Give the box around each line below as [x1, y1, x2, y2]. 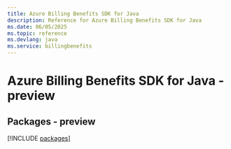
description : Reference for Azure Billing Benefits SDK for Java [7, 17, 202, 24]
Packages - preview [7, 115, 96, 127]
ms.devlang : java [7, 36, 58, 43]
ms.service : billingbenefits [7, 43, 92, 50]
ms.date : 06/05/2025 [7, 23, 68, 30]
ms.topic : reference [7, 29, 68, 37]
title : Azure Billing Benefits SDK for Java [7, 10, 139, 17]
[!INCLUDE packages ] [7, 134, 71, 142]
